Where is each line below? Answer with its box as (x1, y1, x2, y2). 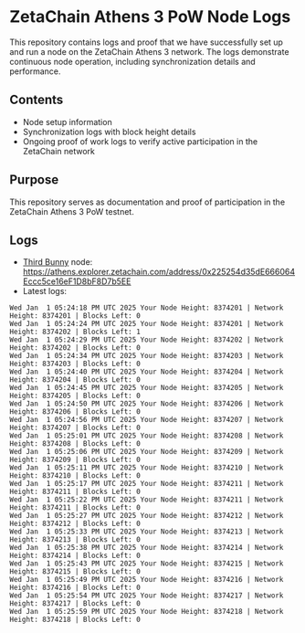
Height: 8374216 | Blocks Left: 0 (9, 583, 142, 593)
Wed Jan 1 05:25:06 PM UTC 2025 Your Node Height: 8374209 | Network (9, 448, 284, 457)
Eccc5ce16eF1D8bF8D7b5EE (22, 276, 131, 287)
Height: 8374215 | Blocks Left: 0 (9, 567, 142, 576)
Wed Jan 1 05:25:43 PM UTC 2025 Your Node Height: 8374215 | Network (9, 559, 284, 568)
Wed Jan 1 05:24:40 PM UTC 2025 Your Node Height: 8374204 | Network (9, 367, 284, 376)
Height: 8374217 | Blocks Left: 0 (9, 599, 142, 608)
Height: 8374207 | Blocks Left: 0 (9, 423, 142, 433)
